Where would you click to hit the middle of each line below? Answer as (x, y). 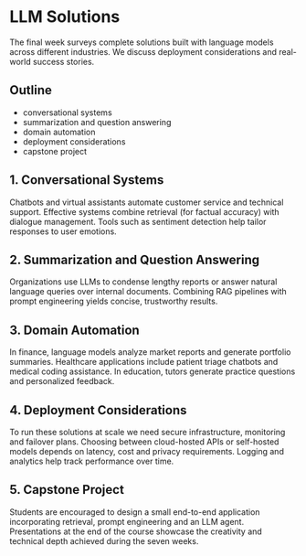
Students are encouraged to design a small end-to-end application (135, 512)
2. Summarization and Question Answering (135, 259)
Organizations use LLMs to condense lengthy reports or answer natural (143, 282)
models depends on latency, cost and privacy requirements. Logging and (147, 451)
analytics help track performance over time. (92, 461)
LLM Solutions (65, 17)
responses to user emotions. (63, 231)
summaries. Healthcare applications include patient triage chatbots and (144, 362)
